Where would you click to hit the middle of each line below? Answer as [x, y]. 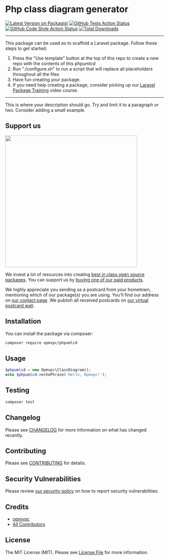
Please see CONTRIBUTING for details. [46, 463]
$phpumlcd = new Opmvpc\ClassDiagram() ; [48, 370]
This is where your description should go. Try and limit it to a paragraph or [82, 105]
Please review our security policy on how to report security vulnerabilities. [82, 491]
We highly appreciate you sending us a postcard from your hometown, [78, 289]
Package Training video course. [45, 90]
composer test [20, 402]
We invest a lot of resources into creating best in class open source [75, 274]
